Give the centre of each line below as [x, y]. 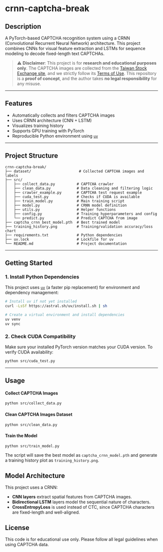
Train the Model [21, 436]
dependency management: [32, 293]
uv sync [13, 324]
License [17, 527]
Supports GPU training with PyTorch [48, 131]
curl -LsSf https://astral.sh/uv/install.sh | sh [56, 306]
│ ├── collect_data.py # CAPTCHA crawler [59, 184]
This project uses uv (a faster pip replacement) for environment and [72, 287]
